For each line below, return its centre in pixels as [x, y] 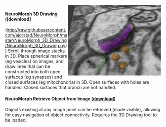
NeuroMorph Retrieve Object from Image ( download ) [61, 98]
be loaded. [16, 120]
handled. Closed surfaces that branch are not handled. [61, 88]
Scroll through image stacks [37, 51]
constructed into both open [33, 72]
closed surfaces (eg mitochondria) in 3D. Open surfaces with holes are [77, 82]
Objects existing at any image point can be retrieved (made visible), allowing [83, 110]
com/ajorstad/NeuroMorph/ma [36, 35]
